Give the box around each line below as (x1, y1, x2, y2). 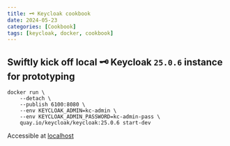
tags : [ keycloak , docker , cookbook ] (7, 29, 114, 37)
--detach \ (20, 95, 52, 102)
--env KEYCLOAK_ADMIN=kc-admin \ (20, 107, 117, 115)
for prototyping (7, 70, 75, 82)
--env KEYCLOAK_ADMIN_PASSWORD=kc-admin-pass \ (20, 113, 160, 120)
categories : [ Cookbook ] (7, 23, 77, 30)
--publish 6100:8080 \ (20, 102, 86, 108)
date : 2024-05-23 (7, 17, 58, 24)
